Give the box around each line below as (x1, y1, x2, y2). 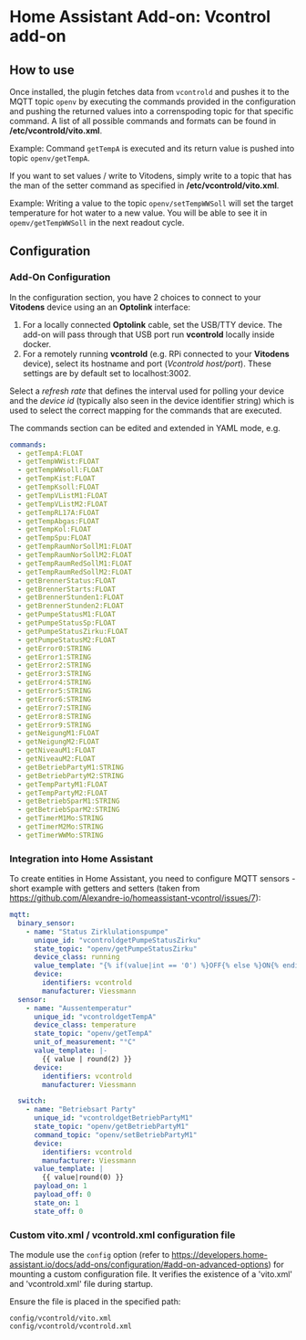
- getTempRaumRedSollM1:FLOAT (17, 559, 132, 568)
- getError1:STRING (17, 652, 92, 661)
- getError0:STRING (17, 644, 92, 653)
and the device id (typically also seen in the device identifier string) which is (9, 395, 294, 406)
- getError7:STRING (17, 703, 92, 712)
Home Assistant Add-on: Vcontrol (9, 6, 271, 27)
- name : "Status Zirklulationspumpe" (25, 927, 169, 936)
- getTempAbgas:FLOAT (17, 516, 100, 526)
